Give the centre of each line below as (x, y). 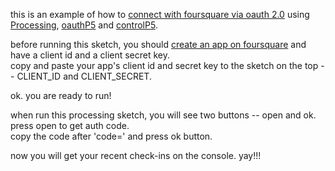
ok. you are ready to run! (61, 95)
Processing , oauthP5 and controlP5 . (84, 25)
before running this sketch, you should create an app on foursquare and (158, 44)
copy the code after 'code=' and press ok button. (111, 136)
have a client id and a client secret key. (90, 55)
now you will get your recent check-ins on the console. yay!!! (136, 155)
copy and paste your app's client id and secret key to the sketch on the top (164, 65)
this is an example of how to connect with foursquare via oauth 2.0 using (160, 14)
